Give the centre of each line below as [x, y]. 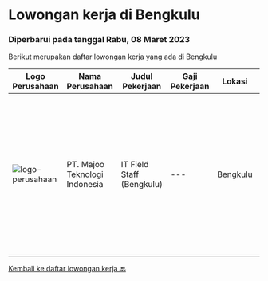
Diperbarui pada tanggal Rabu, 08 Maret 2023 [99, 40]
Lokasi [235, 81]
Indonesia [85, 185]
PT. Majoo [86, 165]
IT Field [135, 165]
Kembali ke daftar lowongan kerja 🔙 [67, 269]
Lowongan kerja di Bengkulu [104, 15]
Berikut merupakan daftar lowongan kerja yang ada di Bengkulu [113, 57]
